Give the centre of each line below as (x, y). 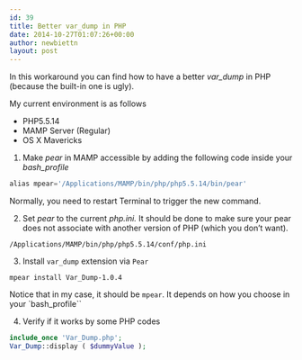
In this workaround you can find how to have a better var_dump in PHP (140, 76)
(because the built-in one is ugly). (72, 86)
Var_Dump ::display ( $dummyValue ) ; (78, 346)
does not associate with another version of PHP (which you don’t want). (155, 228)
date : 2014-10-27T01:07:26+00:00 (72, 34)
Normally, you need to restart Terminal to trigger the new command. (135, 201)
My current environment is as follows (78, 103)
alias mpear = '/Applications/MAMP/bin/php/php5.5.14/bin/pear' (128, 184)
